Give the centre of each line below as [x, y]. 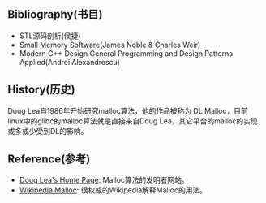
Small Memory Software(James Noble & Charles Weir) [110, 45]
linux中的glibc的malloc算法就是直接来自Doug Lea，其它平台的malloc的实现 [133, 121]
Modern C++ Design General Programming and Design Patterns [126, 53]
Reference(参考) [49, 160]
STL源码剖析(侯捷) [50, 36]
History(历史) [41, 90]
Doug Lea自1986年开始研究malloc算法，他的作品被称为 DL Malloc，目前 [128, 110]
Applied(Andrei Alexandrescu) [70, 62]
